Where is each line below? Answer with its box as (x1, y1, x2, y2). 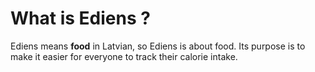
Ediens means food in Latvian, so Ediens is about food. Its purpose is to (10, 40, 306, 52)
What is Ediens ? (10, 7, 151, 30)
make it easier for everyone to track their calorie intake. (10, 50, 238, 62)
